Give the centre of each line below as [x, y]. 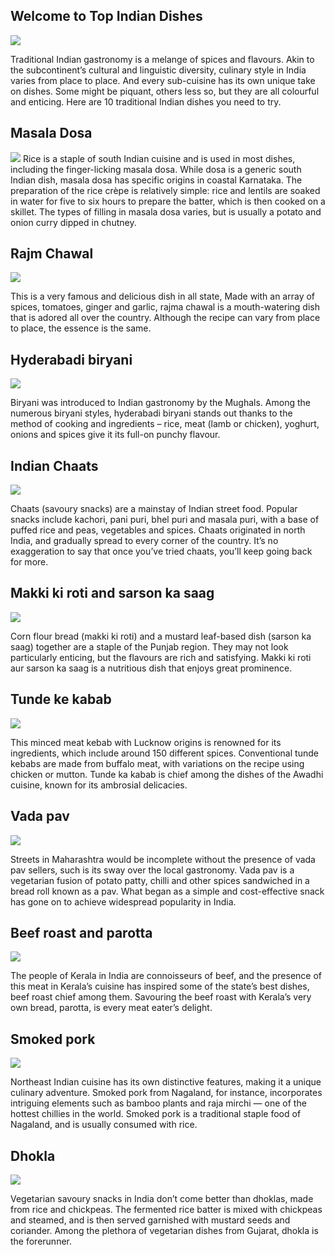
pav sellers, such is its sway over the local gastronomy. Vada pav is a [152, 870]
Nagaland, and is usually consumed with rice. [104, 1125]
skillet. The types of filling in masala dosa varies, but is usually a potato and [166, 211]
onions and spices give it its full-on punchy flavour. [115, 435]
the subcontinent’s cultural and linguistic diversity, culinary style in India [158, 70]
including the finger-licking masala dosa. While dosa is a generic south [156, 169]
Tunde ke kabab [61, 699]
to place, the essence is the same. [81, 328]
